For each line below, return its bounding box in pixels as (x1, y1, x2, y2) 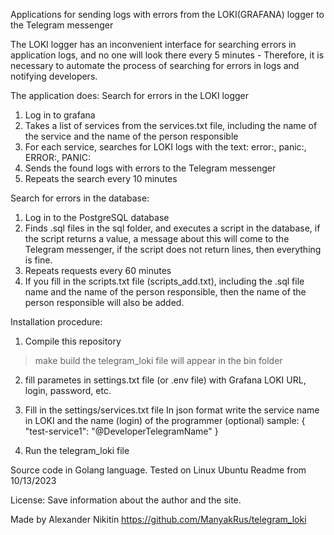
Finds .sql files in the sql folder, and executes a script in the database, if (24, 222, 321, 234)
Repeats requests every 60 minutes (24, 265, 172, 276)
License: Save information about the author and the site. (10, 494, 242, 506)
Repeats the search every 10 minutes (24, 173, 178, 184)
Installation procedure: (10, 316, 103, 328)
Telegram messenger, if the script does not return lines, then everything (24, 244, 322, 255)
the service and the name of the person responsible (24, 130, 239, 142)
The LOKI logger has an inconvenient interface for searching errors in (10, 39, 297, 50)
